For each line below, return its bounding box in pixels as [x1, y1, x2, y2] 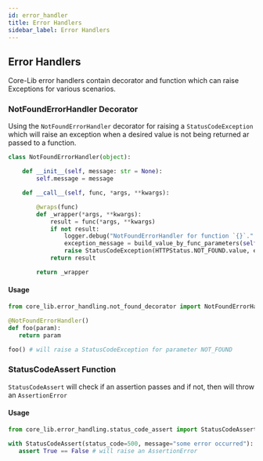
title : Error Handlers [8, 19, 82, 27]
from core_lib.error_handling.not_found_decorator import [8, 303, 201, 310]
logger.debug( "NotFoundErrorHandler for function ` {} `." [63, 232, 254, 240]
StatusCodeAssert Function [8, 364, 116, 375]
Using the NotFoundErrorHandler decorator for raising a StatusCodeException [8, 122, 254, 131]
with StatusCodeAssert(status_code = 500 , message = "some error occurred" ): [8, 440, 254, 448]
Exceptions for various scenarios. [8, 84, 116, 94]
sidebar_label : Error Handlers [8, 26, 110, 34]
